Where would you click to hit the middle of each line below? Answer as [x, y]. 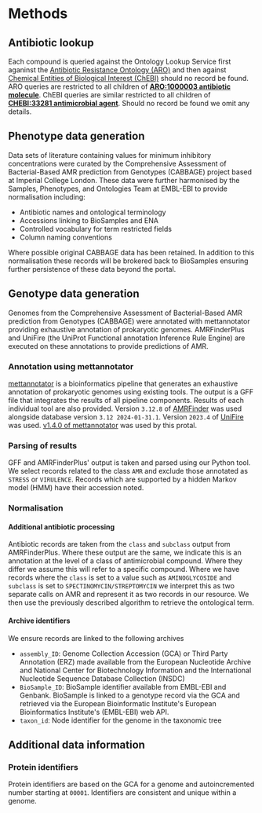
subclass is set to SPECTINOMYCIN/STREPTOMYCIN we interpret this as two [122, 586]
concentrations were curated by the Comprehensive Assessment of [117, 163]
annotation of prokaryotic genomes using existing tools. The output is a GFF [131, 392]
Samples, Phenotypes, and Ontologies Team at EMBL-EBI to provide [118, 189]
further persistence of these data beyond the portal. [92, 269]
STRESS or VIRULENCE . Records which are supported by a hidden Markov [122, 479]
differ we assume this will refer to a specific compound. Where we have [124, 569]
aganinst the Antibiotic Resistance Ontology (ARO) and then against [117, 70]
